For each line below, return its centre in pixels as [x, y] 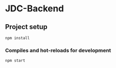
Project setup [27, 27]
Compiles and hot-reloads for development [58, 50]
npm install [17, 38]
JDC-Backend [35, 9]
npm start [15, 61]
